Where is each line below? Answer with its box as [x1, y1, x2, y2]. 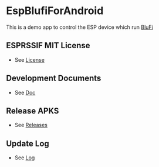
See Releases [14, 122, 48, 129]
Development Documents [6, 74, 102, 83]
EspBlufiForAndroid [6, 4, 104, 18]
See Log [14, 154, 35, 161]
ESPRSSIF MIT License [6, 41, 90, 51]
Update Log [6, 138, 50, 148]
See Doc [14, 89, 36, 96]
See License [14, 56, 45, 63]
